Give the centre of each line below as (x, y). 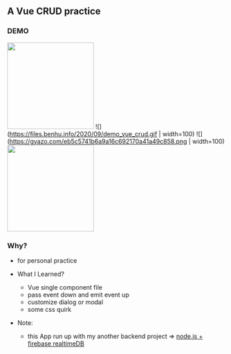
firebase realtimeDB (56, 343)
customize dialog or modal (65, 302)
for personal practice (47, 260)
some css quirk (49, 309)
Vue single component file (65, 287)
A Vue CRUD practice (54, 11)
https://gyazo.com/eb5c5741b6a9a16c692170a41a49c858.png (98, 141)
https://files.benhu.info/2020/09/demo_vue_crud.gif (83, 133)
